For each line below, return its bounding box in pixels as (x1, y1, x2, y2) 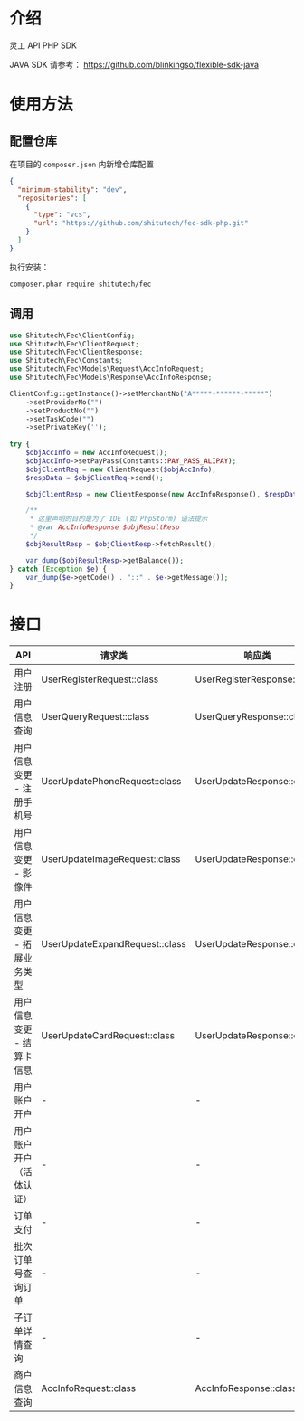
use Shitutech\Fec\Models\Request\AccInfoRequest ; (9, 365, 204, 374)
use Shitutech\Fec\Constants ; (9, 356, 124, 365)
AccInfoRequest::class (41, 1382, 137, 1395)
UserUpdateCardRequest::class (41, 1029, 175, 1042)
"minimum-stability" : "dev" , (17, 185, 128, 194)
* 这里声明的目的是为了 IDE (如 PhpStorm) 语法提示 (29, 515, 208, 524)
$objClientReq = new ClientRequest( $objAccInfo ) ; (25, 465, 217, 474)
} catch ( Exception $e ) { (9, 564, 107, 573)
